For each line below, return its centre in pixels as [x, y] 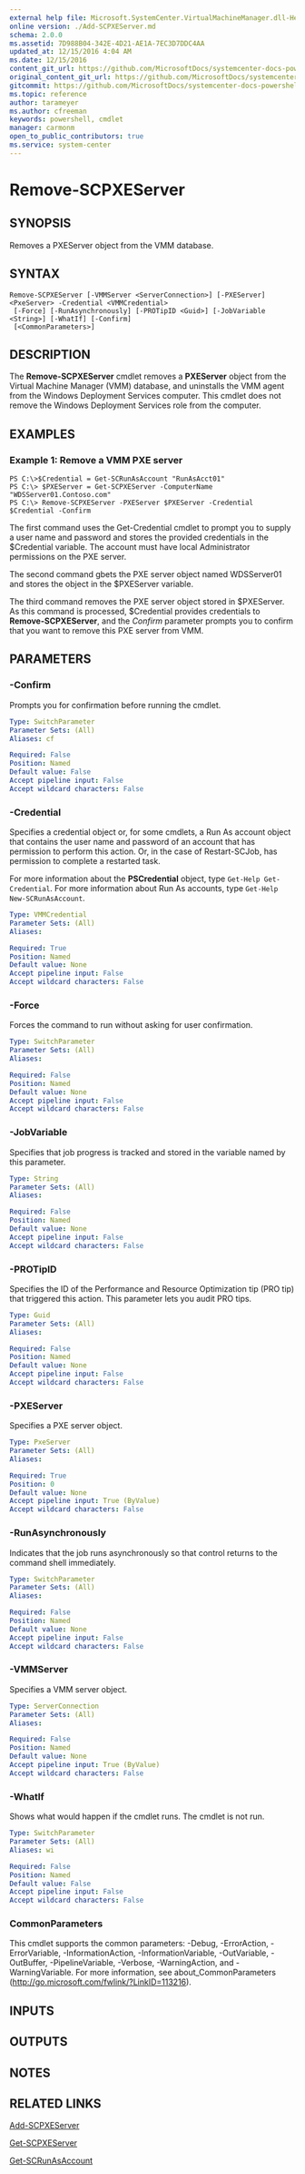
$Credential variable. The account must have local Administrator [130, 547]
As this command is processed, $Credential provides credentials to [135, 612]
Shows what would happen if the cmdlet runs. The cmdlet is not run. [137, 1816]
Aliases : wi [32, 1850]
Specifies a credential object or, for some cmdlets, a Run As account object [150, 832]
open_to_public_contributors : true [77, 137]
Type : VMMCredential [49, 915]
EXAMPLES [42, 434]
